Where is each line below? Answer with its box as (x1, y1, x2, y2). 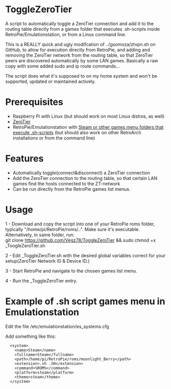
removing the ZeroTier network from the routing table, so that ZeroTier (5, 52, 153, 58)
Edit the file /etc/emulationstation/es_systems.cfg (5, 323, 110, 329)
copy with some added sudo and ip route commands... (5, 63, 120, 69)
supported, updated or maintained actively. (5, 78, 96, 84)
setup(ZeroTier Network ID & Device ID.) (5, 258, 90, 264)
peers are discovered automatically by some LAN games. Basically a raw (5, 57, 158, 63)
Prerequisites (5, 96, 64, 108)
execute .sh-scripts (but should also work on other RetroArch (12, 129, 141, 135)
